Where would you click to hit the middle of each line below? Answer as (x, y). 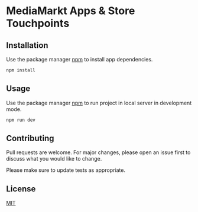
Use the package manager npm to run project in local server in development (99, 103)
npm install (21, 70)
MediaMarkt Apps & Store (71, 11)
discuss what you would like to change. (54, 159)
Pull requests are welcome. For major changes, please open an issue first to (98, 152)
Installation (27, 45)
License (21, 189)
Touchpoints (38, 23)
